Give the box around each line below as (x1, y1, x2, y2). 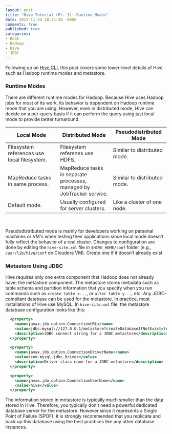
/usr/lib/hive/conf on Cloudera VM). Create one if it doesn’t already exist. (5, 250, 164, 256)
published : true (5, 27, 40, 32)
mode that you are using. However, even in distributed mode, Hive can (5, 105, 154, 111)
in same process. (8, 180, 49, 188)
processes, (60, 177, 87, 184)
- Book (5, 36, 19, 42)
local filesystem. (8, 156, 47, 163)
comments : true (5, 22, 38, 27)
